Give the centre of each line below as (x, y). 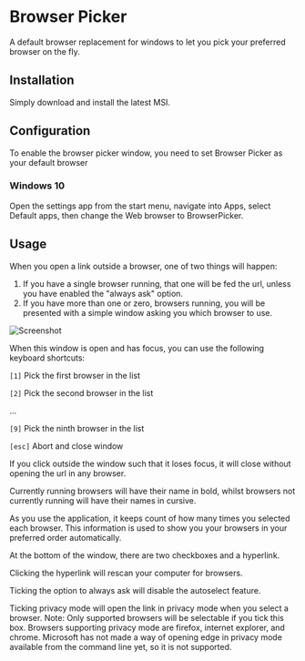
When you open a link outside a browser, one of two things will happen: (143, 266)
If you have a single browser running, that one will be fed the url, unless (157, 283)
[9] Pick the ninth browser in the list (77, 428)
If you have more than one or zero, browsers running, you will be (144, 303)
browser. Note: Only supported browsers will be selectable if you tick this (147, 617)
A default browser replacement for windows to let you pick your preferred (147, 42)
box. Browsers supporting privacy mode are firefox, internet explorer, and (147, 627)
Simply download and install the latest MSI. (90, 102)
